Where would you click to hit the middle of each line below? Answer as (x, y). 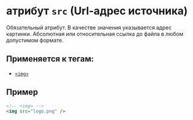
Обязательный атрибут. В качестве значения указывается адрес (89, 27)
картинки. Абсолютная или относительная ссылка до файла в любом (95, 33)
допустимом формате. (35, 40)
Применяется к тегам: (50, 59)
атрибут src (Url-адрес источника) (97, 11)
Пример (22, 92)
